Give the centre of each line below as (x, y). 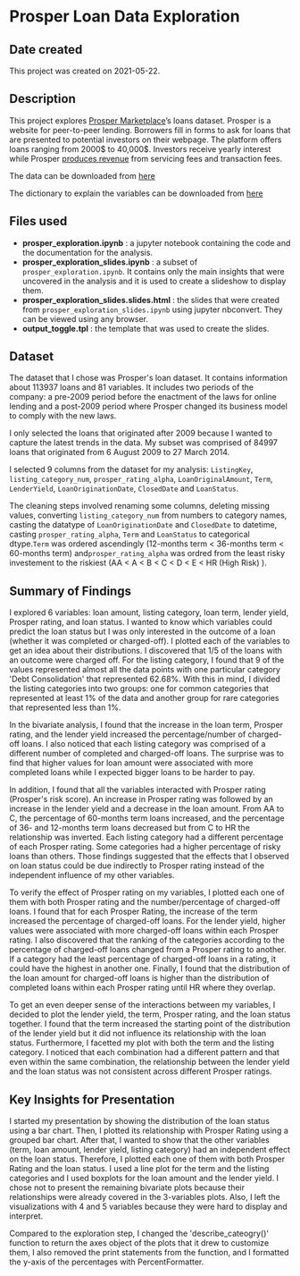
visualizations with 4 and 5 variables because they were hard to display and (148, 1207)
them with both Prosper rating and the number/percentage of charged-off (145, 902)
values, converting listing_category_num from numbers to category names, (148, 515)
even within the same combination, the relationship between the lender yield (150, 1062)
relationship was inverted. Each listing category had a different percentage (146, 837)
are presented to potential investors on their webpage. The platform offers (146, 139)
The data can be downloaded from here (83, 175)
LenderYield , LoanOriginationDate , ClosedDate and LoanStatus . (124, 488)
